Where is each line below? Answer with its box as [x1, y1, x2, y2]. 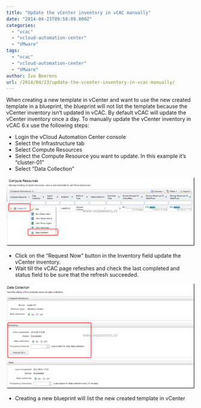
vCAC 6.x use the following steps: [6, 122, 90, 129]
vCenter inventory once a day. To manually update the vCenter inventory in [6, 116, 191, 123]
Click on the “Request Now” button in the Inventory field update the [14, 252, 181, 259]
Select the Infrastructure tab [14, 140, 85, 147]
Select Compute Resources [14, 146, 83, 153]
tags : [6, 48, 20, 54]
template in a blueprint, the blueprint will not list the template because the [6, 102, 187, 110]
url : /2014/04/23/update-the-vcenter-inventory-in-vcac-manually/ [6, 79, 175, 85]
